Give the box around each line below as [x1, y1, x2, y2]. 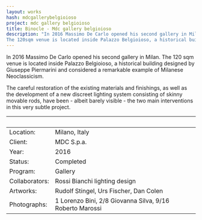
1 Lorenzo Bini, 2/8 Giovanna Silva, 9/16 [55, 196, 170, 205]
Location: [9, 128, 36, 136]
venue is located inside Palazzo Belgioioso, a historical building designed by [6, 60, 195, 67]
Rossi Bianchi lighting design [55, 177, 136, 185]
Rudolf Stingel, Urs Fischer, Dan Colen [55, 187, 164, 195]
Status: [9, 157, 29, 166]
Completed [55, 157, 87, 166]
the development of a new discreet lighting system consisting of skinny [6, 91, 183, 98]
